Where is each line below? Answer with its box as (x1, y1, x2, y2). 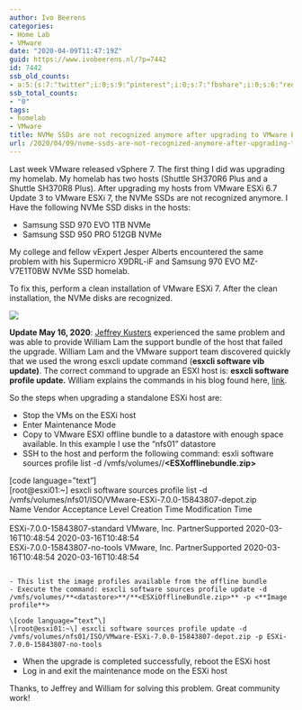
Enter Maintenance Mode (22, 419, 117, 430)
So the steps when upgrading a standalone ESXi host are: (9, 392, 222, 403)
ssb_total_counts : (9, 88, 78, 97)
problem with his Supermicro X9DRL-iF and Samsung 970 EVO (9, 256, 241, 267)
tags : (9, 105, 30, 114)
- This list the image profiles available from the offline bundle (9, 577, 268, 586)
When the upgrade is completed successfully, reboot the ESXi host (22, 655, 271, 667)
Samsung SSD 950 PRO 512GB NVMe (22, 229, 162, 240)
